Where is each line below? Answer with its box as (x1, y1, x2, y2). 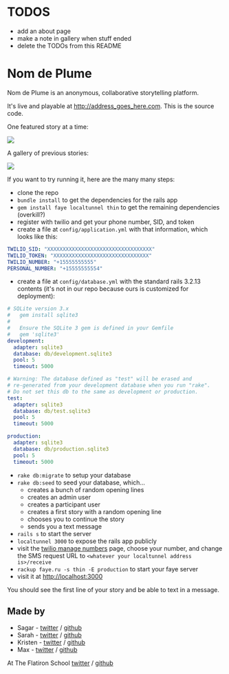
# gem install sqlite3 (7, 312, 78, 319)
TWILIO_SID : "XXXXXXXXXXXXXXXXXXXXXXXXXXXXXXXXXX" (7, 245, 155, 252)
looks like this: (17, 232, 58, 241)
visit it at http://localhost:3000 (17, 572, 103, 580)
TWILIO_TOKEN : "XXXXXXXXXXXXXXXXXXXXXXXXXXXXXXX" (7, 252, 153, 259)
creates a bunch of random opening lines (27, 485, 144, 493)
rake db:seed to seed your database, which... (17, 478, 146, 487)
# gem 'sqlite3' (7, 331, 60, 338)
